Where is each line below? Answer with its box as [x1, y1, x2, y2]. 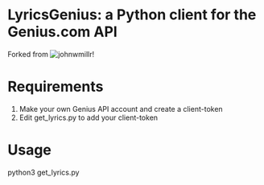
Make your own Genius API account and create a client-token [19, 104, 223, 113]
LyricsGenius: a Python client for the [7, 6, 257, 24]
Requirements [7, 78, 104, 96]
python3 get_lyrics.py [7, 167, 80, 177]
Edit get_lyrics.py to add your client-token [19, 113, 159, 122]
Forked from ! [7, 49, 94, 59]
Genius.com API [7, 23, 118, 41]
